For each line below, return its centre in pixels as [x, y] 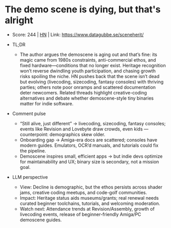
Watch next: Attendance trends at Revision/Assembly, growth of [87, 208]
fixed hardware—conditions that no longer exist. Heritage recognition [93, 65]
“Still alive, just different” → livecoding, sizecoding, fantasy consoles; [93, 123]
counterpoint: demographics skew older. [62, 134]
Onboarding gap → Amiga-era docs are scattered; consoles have [88, 140]
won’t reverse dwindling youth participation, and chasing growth [88, 71]
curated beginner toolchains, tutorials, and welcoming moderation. [90, 203]
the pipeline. [33, 150]
